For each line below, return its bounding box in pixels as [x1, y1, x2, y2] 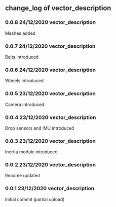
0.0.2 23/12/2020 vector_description [5, 161, 96, 168]
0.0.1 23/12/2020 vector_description [5, 185, 95, 192]
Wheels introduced [5, 78, 44, 84]
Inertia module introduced [5, 149, 58, 155]
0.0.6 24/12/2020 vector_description [5, 66, 96, 73]
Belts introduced [5, 54, 39, 60]
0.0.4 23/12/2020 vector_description [5, 114, 96, 121]
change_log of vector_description [5, 4, 111, 12]
